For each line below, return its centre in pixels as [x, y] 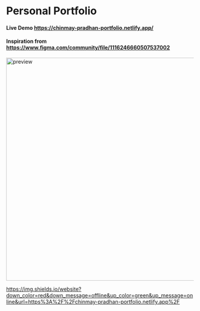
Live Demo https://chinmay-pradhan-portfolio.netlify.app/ [80, 27]
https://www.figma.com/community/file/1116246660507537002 [88, 48]
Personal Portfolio [51, 11]
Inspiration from [26, 41]
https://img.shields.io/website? [44, 289]
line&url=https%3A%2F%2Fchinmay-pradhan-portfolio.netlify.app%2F [93, 301]
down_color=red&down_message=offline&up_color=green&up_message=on [100, 295]
